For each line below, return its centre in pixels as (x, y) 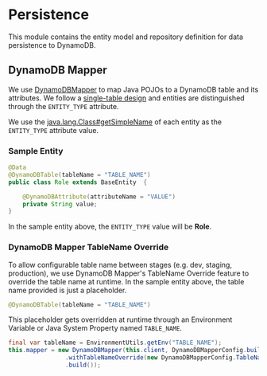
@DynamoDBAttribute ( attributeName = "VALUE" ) (99, 197)
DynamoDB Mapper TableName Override (89, 247)
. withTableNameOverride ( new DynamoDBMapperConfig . (151, 358)
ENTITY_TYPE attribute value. (54, 130)
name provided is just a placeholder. (68, 290)
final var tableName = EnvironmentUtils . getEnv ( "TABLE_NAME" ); (115, 343)
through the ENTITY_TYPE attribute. (64, 106)
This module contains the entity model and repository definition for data (126, 37)
